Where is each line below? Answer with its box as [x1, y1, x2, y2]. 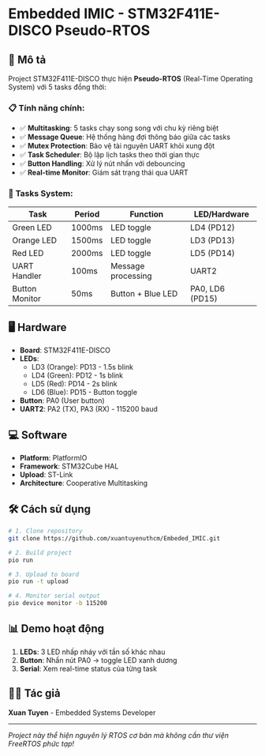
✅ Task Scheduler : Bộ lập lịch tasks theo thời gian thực [19, 150, 200, 160]
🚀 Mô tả [8, 53, 47, 66]
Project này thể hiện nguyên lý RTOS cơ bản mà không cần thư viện [8, 730, 230, 739]
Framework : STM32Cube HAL [19, 461, 119, 471]
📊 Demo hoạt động [8, 622, 105, 636]
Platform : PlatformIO [19, 453, 88, 463]
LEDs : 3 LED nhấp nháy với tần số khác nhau [19, 647, 166, 656]
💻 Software [8, 428, 68, 442]
